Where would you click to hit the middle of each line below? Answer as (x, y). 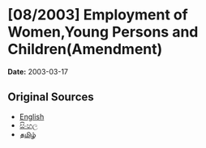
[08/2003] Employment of (98, 15)
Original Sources (51, 97)
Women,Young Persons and (103, 32)
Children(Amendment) (85, 49)
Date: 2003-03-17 (38, 71)
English (32, 116)
